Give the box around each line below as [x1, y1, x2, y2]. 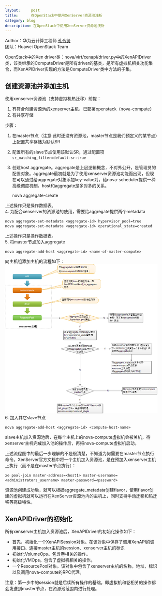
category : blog [5, 18, 36, 23]
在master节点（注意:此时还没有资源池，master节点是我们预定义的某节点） [12, 133, 158, 138]
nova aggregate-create [12, 192, 59, 199]
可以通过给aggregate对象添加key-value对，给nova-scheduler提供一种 [16, 177, 156, 183]
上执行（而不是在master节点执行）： [5, 463, 76, 469]
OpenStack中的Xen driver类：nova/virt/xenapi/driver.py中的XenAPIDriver [5, 54, 151, 60]
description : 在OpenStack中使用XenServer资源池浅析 [5, 23, 105, 28]
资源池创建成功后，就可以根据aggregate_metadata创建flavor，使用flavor [5, 487, 149, 493]
